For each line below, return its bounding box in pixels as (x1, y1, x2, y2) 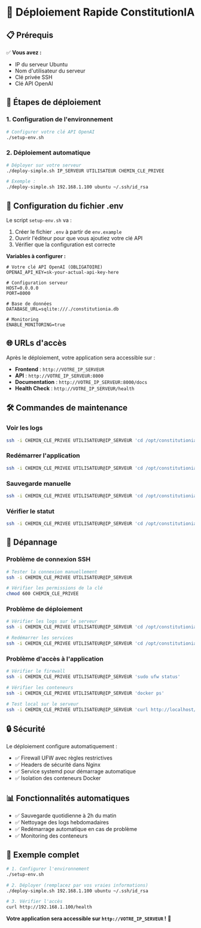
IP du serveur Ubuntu (14, 61, 68, 68)
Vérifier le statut (6, 507, 55, 515)
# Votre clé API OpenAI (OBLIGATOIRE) (6, 264, 103, 270)
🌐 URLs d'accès (6, 338, 67, 348)
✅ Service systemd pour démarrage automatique (14, 768, 136, 775)
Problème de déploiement (6, 605, 83, 613)
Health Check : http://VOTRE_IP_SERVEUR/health (14, 385, 135, 392)
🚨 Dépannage (6, 537, 58, 548)
